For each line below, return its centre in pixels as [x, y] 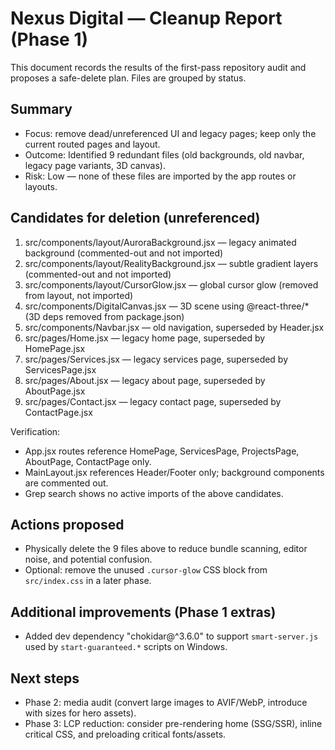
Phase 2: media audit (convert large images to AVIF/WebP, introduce [166, 702]
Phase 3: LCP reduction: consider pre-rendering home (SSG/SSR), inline [173, 723]
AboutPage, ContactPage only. [88, 461]
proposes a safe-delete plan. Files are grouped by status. [128, 78]
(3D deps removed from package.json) [104, 316]
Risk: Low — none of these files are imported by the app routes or [160, 176]
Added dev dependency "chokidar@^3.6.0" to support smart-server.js [171, 636]
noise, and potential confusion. [88, 559]
